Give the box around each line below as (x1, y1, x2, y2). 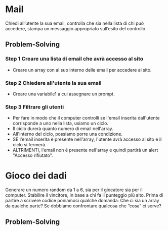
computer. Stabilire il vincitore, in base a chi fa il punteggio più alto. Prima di (5, 192, 163, 198)
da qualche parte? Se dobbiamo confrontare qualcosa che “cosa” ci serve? (5, 203, 162, 209)
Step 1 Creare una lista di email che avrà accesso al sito (5, 55, 144, 63)
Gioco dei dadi (5, 170, 67, 182)
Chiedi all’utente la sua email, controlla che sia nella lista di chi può (5, 20, 144, 26)
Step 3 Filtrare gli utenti (5, 103, 64, 110)
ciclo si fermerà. (12, 142, 47, 148)
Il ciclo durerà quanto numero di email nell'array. (12, 126, 114, 132)
